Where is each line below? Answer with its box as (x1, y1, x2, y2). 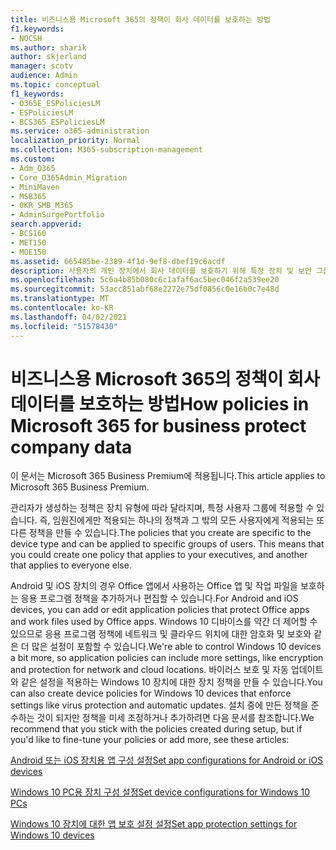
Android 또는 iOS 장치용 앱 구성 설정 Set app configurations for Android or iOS (10, 754, 324, 766)
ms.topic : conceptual (10, 80, 101, 90)
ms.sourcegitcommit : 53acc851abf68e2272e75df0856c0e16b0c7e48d (10, 284, 280, 295)
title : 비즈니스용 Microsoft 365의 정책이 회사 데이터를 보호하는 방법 (10, 14, 271, 25)
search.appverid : (10, 219, 83, 230)
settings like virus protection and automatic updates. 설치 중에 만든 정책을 (10, 699, 309, 711)
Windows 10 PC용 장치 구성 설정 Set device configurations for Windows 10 (10, 786, 311, 798)
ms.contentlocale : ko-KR (10, 303, 114, 313)
